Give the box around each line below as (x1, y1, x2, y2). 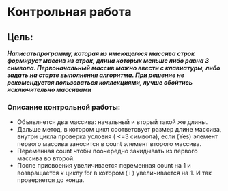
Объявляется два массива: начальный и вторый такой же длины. (16, 118, 208, 126)
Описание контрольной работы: (7, 102, 121, 112)
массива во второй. (16, 154, 75, 162)
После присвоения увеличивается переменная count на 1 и (16, 162, 191, 170)
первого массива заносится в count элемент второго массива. (16, 140, 202, 148)
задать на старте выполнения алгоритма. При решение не (7, 71, 184, 79)
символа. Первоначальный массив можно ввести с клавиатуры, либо (7, 64, 220, 72)
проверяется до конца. (16, 176, 85, 184)
